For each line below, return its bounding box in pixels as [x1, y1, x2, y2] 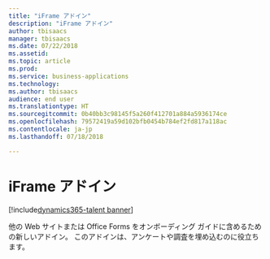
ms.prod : [8, 65, 38, 73]
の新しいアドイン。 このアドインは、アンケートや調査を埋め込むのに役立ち [8, 231, 259, 241]
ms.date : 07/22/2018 [8, 42, 79, 50]
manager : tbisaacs [8, 34, 71, 43]
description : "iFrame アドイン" [8, 19, 114, 28]
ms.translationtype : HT [8, 102, 89, 110]
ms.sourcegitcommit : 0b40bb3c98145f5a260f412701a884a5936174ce [8, 110, 228, 119]
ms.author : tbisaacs [8, 87, 79, 96]
